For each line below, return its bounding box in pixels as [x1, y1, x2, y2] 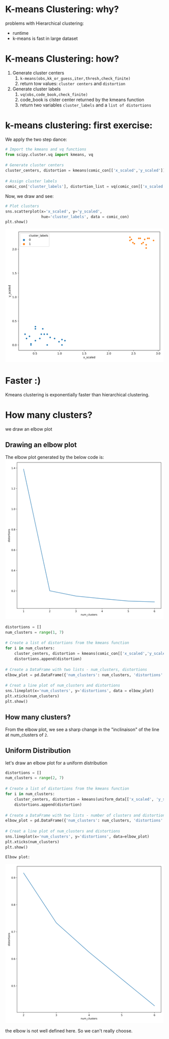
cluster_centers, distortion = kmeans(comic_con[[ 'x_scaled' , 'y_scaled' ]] [5, 168, 165, 173]
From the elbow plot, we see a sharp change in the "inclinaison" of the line [5, 726, 159, 733]
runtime [12, 30, 29, 36]
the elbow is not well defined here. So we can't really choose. [5, 1027, 133, 1033]
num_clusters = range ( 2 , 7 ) [5, 775, 64, 781]
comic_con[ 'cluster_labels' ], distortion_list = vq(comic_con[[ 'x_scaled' [5, 184, 165, 189]
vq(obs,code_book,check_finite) [20, 92, 88, 97]
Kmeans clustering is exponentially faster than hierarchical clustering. [5, 392, 150, 398]
